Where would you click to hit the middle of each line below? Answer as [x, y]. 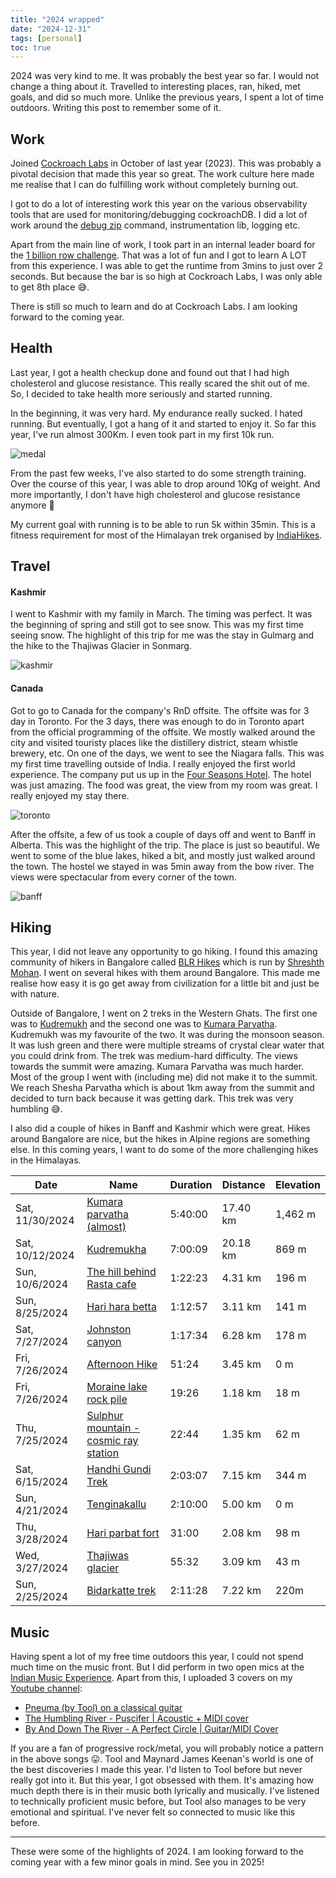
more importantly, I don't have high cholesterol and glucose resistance [155, 494]
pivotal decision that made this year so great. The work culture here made [162, 174]
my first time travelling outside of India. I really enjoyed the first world [153, 763]
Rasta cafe [111, 1284]
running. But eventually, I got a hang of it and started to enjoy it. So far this [163, 423]
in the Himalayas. [46, 1160]
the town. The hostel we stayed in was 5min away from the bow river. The [162, 866]
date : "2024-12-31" [51, 29]
